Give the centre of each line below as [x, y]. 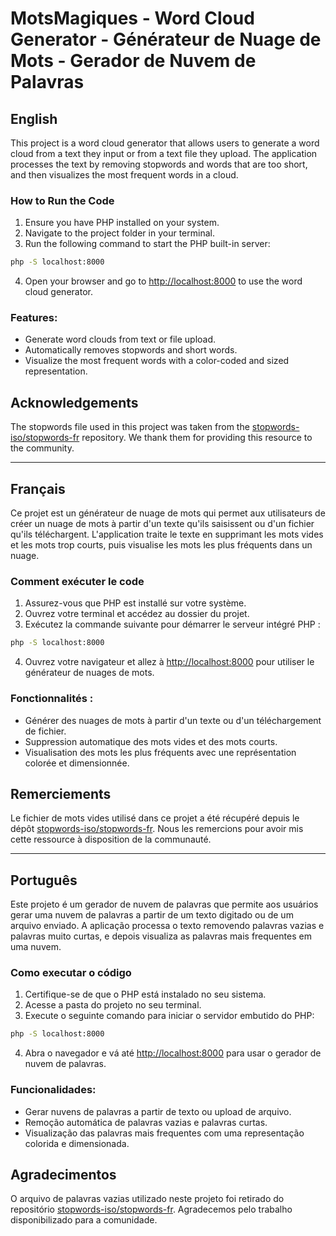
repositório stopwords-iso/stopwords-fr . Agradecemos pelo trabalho [151, 1209]
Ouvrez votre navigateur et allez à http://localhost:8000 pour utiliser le [169, 662]
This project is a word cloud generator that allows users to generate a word [165, 143]
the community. [42, 448]
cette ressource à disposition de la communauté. [111, 839]
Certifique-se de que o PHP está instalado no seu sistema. [145, 994]
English [34, 118]
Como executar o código [71, 973]
